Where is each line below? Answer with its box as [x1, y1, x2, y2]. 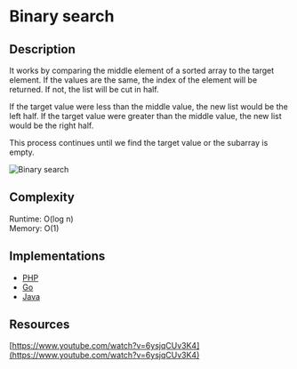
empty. [9, 147, 36, 157]
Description [9, 42, 76, 57]
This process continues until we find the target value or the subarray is [9, 138, 269, 148]
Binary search [9, 6, 115, 27]
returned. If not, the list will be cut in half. [9, 84, 159, 94]
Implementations [9, 249, 106, 264]
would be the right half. [9, 120, 94, 131]
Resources [9, 317, 70, 333]
